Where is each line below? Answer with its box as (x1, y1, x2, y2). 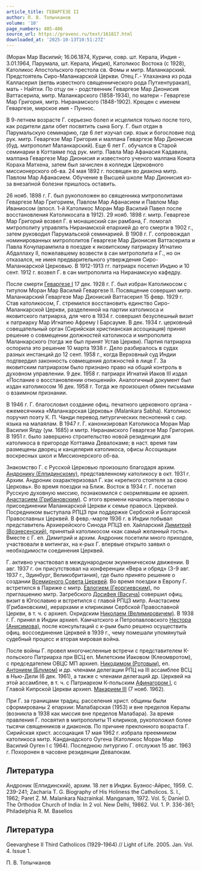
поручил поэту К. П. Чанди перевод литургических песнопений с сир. (6, 414, 187, 420)
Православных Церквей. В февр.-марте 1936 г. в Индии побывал (6, 515, 173, 522)
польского (6, 654, 33, 660)
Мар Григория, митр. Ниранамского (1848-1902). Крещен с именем (6, 98, 181, 105)
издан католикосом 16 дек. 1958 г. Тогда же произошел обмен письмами (6, 383, 194, 390)
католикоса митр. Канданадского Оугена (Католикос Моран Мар (6, 735, 174, 743)
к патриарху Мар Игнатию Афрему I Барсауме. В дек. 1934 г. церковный (6, 319, 193, 326)
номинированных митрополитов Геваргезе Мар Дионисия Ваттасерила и (6, 237, 196, 244)
